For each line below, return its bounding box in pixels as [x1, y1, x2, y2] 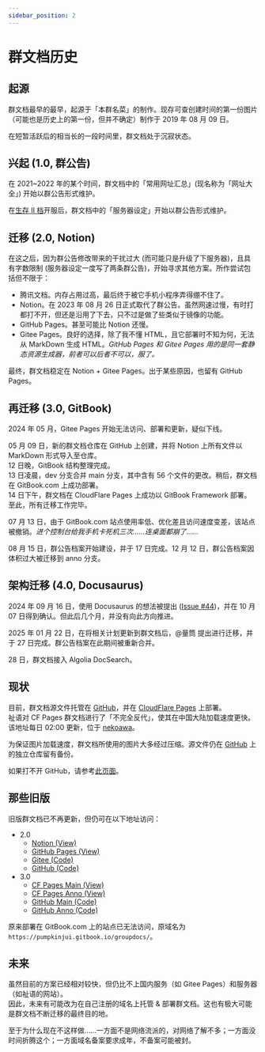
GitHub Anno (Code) [31, 905, 99, 914]
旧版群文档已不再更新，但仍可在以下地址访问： [8, 814, 161, 823]
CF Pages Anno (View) [31, 888, 106, 898]
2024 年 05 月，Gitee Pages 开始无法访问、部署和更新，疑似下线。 [8, 424, 227, 433]
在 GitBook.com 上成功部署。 [8, 480, 103, 490]
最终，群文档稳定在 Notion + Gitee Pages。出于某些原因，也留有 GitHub [8, 366, 243, 376]
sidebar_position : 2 [8, 11, 77, 20]
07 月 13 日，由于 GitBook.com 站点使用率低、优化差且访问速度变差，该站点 [8, 517, 256, 527]
